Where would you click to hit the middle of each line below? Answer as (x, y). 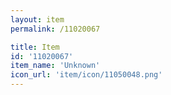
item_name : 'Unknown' (55, 66)
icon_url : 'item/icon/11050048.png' (86, 75)
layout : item (37, 19)
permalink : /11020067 (55, 29)
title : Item (35, 47)
